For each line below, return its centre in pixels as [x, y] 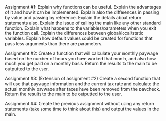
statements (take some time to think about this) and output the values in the [82, 109]
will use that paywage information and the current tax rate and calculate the [82, 84]
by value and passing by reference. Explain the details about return [73, 17]
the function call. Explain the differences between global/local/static [74, 33]
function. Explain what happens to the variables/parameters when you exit [81, 28]
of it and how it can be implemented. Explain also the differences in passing [82, 12]
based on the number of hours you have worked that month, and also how [81, 58]
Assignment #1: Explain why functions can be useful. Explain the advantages [83, 7]
